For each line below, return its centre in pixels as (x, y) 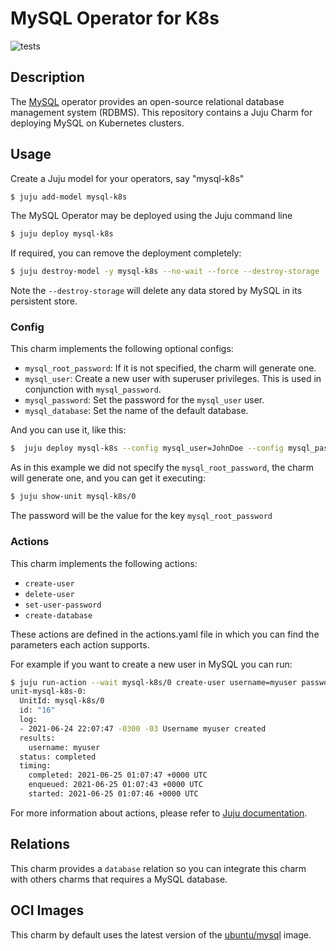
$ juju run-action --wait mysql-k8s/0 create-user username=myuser (154, 682)
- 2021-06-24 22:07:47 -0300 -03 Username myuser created (143, 728)
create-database (58, 615)
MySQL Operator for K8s (115, 18)
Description (47, 77)
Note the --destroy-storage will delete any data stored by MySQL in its (156, 291)
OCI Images (47, 910)
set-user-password (63, 605)
